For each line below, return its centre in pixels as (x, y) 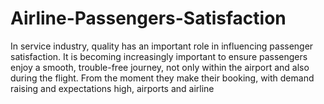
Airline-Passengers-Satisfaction (148, 18)
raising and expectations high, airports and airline (112, 88)
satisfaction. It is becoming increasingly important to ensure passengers (159, 56)
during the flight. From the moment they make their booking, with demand (162, 78)
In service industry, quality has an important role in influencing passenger (162, 46)
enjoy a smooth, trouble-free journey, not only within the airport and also (160, 67)
